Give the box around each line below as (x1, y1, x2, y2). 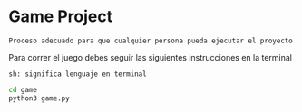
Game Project (8, 6, 113, 27)
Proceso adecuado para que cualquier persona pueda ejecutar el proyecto (8, 36, 294, 45)
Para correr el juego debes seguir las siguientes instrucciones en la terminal (8, 51, 292, 62)
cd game (8, 85, 38, 94)
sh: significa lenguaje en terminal (8, 70, 147, 79)
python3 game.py (8, 93, 70, 103)
